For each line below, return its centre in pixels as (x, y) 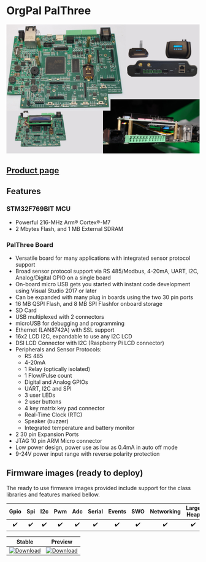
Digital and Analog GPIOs (56, 382)
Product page (33, 170)
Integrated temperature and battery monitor (79, 427)
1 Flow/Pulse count (48, 375)
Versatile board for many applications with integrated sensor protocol (103, 258)
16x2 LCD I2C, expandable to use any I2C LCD (74, 336)
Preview (62, 542)
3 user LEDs (40, 395)
